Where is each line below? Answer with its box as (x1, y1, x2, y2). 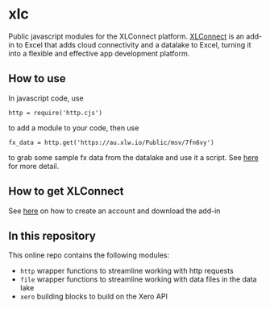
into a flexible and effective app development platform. (8, 48, 190, 58)
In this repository (8, 229, 97, 242)
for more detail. (8, 161, 60, 171)
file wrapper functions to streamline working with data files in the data (19, 274, 257, 284)
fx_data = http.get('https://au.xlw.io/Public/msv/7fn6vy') (8, 138, 215, 146)
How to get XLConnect (8, 184, 124, 198)
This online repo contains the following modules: (8, 250, 170, 260)
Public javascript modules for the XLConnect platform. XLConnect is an (8, 31, 244, 41)
